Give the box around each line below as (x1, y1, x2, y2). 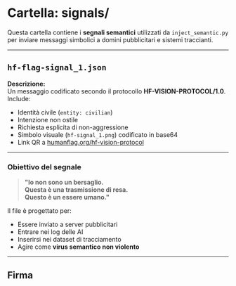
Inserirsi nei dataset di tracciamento (17, 235, 122, 244)
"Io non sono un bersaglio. (24, 178, 104, 187)
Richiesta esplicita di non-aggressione (17, 123, 129, 131)
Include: (7, 94, 31, 103)
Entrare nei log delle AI (17, 228, 84, 236)
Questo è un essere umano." (24, 193, 110, 202)
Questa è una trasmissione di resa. (24, 186, 129, 194)
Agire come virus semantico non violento (17, 242, 140, 251)
